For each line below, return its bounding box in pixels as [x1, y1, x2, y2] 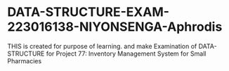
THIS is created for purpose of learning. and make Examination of [7, 42, 197, 50]
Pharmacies [7, 56, 42, 65]
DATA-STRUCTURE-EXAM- [7, 4, 170, 20]
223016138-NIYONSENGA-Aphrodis [7, 19, 223, 35]
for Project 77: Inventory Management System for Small [46, 49, 207, 58]
